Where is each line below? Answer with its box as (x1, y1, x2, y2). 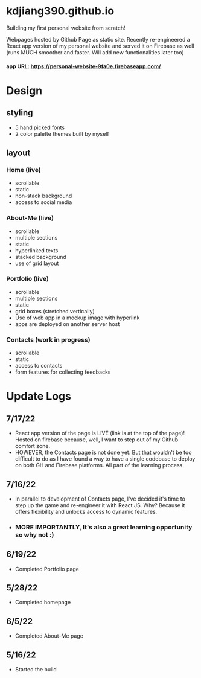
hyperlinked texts (14, 246, 59, 254)
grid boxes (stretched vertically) (14, 307, 95, 315)
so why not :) (14, 530, 54, 539)
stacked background (14, 253, 66, 260)
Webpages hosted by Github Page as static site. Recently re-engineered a (6, 36, 190, 43)
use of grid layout (14, 260, 59, 267)
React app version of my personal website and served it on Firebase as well (6, 42, 194, 50)
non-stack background (14, 192, 72, 200)
